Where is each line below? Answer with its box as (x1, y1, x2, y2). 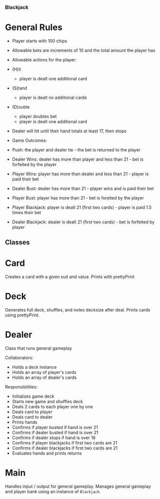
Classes (5, 238, 30, 247)
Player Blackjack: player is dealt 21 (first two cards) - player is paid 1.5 (12, 204, 152, 210)
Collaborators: (5, 355, 33, 361)
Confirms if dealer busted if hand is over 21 (12, 430, 98, 436)
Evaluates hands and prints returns (12, 450, 82, 456)
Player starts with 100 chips (12, 38, 67, 44)
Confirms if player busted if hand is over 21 (12, 425, 98, 430)
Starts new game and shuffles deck (12, 399, 83, 405)
